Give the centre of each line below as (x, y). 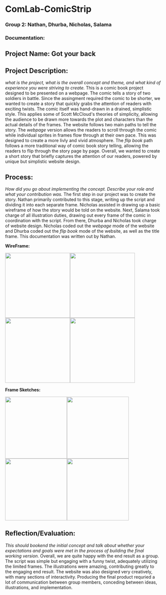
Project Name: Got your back (50, 54)
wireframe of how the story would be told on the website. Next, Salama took (83, 210)
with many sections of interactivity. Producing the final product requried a (80, 577)
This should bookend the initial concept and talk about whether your (75, 545)
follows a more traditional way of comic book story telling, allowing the (77, 146)
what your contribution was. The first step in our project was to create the (80, 195)
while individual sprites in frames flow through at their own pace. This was (81, 135)
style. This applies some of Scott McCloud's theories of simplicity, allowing (82, 114)
